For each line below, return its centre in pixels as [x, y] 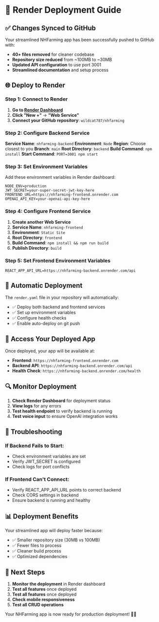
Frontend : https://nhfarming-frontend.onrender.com [65, 360]
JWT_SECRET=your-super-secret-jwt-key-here [50, 191]
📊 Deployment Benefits [42, 516]
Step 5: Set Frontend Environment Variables [58, 260]
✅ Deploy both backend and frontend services [59, 307]
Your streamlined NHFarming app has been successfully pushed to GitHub [80, 40]
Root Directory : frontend [37, 237]
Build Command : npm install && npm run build [60, 243]
